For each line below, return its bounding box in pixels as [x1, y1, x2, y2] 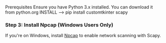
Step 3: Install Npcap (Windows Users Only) [5, 21, 113, 28]
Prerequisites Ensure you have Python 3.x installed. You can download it [5, 4, 153, 10]
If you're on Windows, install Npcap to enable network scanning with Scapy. [5, 33, 162, 39]
